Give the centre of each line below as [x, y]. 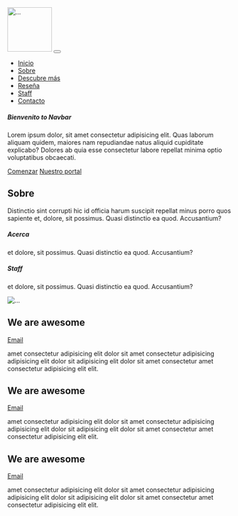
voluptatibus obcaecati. [42, 157]
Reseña [29, 86]
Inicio [26, 63]
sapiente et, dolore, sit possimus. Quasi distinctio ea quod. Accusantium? [114, 218]
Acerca [18, 234]
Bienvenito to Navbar [39, 117]
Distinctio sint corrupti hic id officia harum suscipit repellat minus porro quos [119, 210]
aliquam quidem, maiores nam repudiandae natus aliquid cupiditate [106, 142]
